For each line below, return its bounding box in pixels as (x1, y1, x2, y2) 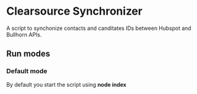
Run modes (6, 49, 51, 59)
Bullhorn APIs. (6, 31, 42, 38)
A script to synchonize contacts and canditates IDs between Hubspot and (6, 24, 192, 32)
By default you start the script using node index (6, 81, 127, 88)
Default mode (6, 67, 48, 76)
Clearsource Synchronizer (6, 4, 143, 18)
